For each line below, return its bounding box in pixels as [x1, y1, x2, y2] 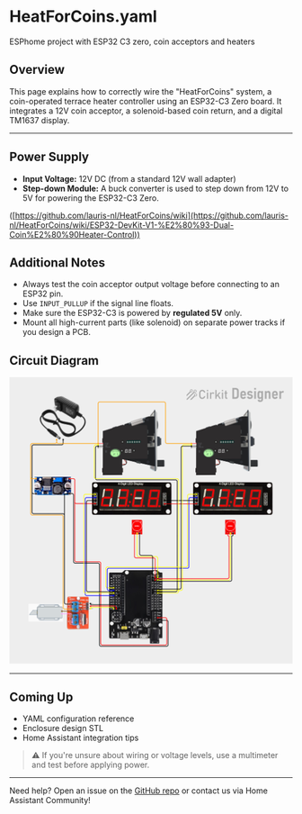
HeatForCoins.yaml [9, 6, 157, 27]
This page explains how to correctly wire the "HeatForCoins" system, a [9, 86, 272, 96]
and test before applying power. [31, 759, 150, 771]
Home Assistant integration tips [22, 732, 139, 744]
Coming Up [9, 690, 74, 705]
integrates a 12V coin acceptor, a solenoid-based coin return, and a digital [9, 105, 283, 116]
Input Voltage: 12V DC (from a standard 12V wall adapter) [22, 173, 236, 184]
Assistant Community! [9, 795, 92, 806]
